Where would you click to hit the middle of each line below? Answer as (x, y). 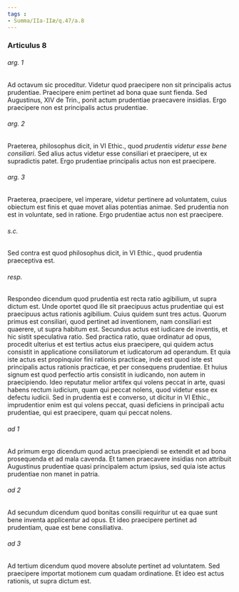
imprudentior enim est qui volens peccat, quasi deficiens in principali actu (116, 405)
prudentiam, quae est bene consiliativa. (65, 527)
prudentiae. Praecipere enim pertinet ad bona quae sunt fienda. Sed (107, 92)
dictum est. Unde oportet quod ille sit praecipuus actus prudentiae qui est (116, 307)
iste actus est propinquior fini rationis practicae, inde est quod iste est (110, 359)
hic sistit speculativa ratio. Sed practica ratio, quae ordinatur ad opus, (110, 337)
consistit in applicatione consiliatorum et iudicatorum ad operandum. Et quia (119, 352)
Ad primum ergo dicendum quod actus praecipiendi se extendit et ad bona (117, 451)
